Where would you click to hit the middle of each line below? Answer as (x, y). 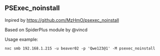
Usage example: (22, 39)
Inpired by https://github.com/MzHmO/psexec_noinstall (62, 20)
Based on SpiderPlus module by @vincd (46, 30)
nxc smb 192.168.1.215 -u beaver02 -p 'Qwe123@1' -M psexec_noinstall (80, 48)
